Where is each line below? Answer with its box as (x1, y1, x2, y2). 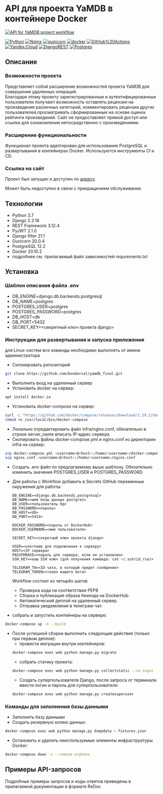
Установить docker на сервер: (12, 385, 75, 391)
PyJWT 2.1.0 (12, 228, 37, 234)
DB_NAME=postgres (12, 298, 53, 304)
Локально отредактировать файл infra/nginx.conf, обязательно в (12, 426, 147, 432)
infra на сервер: (12, 441, 45, 447)
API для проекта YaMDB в (5, 3, 113, 14)
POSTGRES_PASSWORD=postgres (12, 308, 81, 314)
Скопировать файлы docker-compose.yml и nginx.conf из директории (12, 436, 156, 442)
